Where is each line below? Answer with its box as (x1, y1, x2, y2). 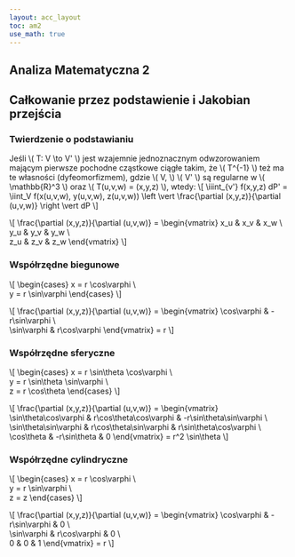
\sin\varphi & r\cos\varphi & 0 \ (9, 529, 121, 539)
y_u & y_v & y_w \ (9, 227, 70, 238)
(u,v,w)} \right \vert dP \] (9, 201, 100, 211)
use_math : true (9, 29, 66, 38)
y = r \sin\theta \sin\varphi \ (9, 377, 108, 387)
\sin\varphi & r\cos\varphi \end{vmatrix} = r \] (9, 324, 175, 335)
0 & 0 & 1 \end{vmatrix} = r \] (9, 538, 115, 549)
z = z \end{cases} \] (9, 492, 83, 503)
